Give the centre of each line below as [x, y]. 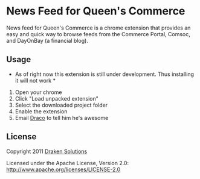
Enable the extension [41, 111]
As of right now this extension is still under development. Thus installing [105, 74]
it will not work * [35, 80]
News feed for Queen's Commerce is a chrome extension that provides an [98, 28]
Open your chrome [38, 92]
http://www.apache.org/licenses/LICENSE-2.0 [63, 169]
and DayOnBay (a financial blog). [47, 40]
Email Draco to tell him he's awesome [62, 118]
